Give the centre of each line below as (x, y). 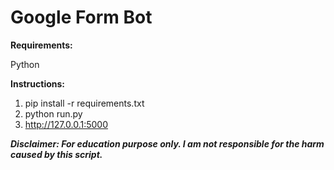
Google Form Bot (81, 17)
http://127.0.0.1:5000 (66, 124)
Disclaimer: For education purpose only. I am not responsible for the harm (167, 143)
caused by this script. (56, 154)
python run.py (53, 113)
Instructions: (38, 83)
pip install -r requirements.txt (84, 103)
